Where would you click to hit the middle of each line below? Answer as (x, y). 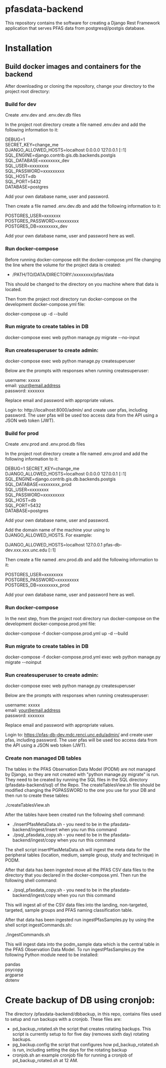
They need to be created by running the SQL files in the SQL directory (76, 779)
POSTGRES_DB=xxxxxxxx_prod (37, 585)
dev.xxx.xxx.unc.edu (26, 550)
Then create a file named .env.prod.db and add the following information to (82, 560)
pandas (13, 964)
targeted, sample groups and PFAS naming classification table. (69, 910)
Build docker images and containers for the (73, 66)
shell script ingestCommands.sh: (39, 925)
